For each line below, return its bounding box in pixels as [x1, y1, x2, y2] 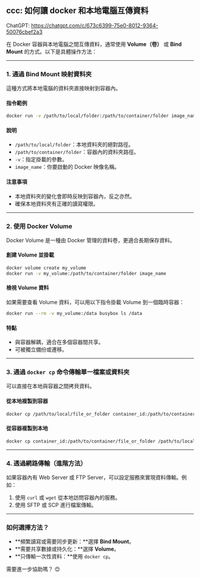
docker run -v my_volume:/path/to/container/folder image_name [6, 270, 167, 276]
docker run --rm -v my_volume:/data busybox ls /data [6, 311, 143, 317]
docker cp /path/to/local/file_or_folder [6, 411, 111, 417]
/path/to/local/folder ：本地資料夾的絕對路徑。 [14, 141, 134, 148]
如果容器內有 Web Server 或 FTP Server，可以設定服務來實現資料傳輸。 [6, 474, 182, 481]
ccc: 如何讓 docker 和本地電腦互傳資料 [6, 5, 149, 16]
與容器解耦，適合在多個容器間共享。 [14, 339, 104, 346]
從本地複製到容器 [6, 397, 48, 404]
